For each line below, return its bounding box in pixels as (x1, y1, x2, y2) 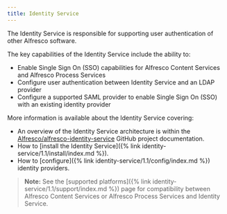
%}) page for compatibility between (108, 184, 210, 193)
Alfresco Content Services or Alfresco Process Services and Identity (24, 192, 221, 200)
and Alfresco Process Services (17, 71, 106, 79)
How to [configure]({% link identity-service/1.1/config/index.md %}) (17, 157, 210, 165)
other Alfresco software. (7, 36, 77, 45)
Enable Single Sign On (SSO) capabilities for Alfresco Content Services (17, 63, 221, 71)
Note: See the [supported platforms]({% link (24, 177, 151, 186)
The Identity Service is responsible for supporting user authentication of (7, 29, 214, 37)
